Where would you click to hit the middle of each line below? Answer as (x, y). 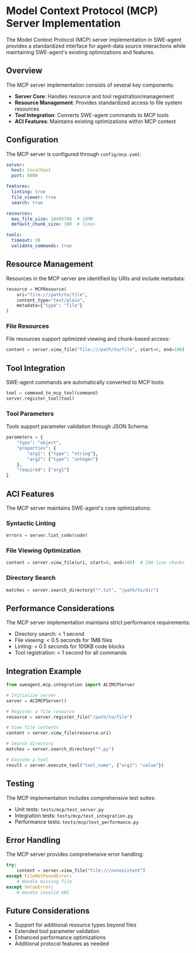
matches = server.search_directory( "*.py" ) (60, 749)
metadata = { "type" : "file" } (50, 306)
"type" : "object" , (39, 443)
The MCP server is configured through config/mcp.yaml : (74, 154)
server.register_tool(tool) (40, 399)
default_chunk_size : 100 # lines (53, 224)
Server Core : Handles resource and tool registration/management (94, 96)
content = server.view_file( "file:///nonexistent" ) (81, 871)
